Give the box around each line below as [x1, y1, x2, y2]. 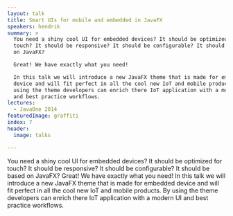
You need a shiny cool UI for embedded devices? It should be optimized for [7, 156, 223, 165]
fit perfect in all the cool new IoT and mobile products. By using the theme [7, 186, 218, 195]
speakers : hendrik [7, 23, 60, 30]
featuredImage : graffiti [7, 112, 79, 120]
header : [7, 125, 30, 132]
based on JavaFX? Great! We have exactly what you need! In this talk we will [7, 171, 226, 180]
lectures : [7, 100, 36, 107]
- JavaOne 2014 [13, 106, 58, 113]
